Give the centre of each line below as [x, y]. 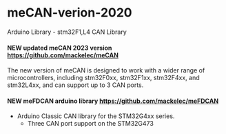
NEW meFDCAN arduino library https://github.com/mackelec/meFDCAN [113, 101]
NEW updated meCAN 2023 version [60, 48]
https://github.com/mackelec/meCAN [63, 55]
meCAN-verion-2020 [70, 13]
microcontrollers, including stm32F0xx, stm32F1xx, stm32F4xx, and [103, 78]
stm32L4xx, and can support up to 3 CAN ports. [75, 85]
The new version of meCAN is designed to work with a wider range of [106, 70]
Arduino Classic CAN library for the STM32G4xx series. [96, 116]
